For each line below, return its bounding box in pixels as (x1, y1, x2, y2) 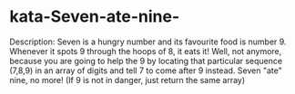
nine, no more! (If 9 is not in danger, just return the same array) (9, 74, 246, 85)
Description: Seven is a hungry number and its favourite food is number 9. (9, 36, 287, 47)
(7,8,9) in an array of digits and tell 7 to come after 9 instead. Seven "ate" (9, 65, 282, 76)
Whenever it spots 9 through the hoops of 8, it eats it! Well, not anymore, (9, 45, 282, 56)
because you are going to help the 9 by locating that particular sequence (9, 55, 283, 66)
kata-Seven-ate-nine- (9, 6, 180, 27)
